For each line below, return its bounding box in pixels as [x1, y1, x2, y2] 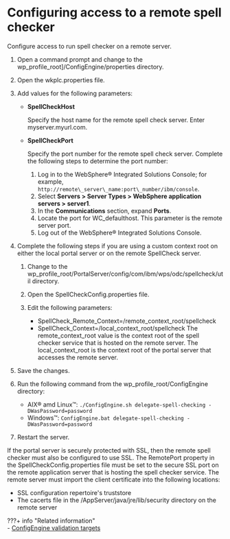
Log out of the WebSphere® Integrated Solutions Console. [37, 228, 202, 237]
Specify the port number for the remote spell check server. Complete [27, 149, 223, 158]
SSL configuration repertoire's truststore [16, 488, 132, 496]
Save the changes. [16, 366, 70, 374]
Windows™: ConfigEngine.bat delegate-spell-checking [27, 414, 184, 422]
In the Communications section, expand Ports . [37, 206, 172, 215]
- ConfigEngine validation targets [7, 523, 101, 532]
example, [37, 177, 64, 186]
